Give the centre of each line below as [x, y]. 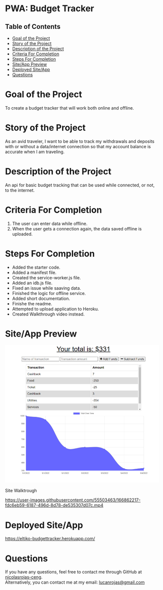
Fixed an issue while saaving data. [47, 288]
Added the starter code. [36, 267]
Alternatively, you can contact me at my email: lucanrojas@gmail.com [75, 582]
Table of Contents [33, 27]
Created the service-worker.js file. [47, 277]
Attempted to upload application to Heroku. [55, 309]
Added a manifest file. [34, 272]
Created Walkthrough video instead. [48, 314]
